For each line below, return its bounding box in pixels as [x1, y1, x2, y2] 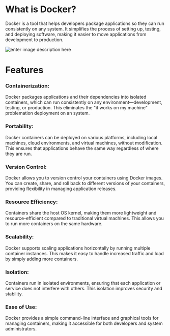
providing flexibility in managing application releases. [5, 186, 117, 192]
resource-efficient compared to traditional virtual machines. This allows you [5, 215, 164, 222]
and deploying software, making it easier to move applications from [5, 31, 147, 37]
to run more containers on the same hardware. [5, 221, 103, 227]
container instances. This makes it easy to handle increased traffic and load [5, 250, 164, 256]
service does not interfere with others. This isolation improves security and [5, 285, 163, 291]
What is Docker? [5, 4, 76, 15]
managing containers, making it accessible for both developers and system [5, 320, 163, 326]
